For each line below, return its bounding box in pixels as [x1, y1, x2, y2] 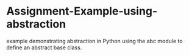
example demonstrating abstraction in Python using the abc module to [6, 37, 183, 44]
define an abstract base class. [6, 44, 82, 51]
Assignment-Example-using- [6, 4, 158, 18]
